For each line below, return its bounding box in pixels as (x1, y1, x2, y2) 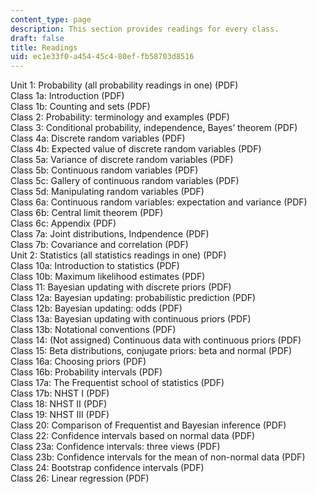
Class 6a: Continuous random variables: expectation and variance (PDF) (10, 196, 308, 208)
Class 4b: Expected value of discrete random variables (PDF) (10, 143, 262, 155)
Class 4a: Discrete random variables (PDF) (10, 132, 186, 145)
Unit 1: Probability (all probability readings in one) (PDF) (10, 79, 239, 91)
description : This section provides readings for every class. (10, 24, 280, 34)
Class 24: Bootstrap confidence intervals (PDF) (10, 462, 205, 474)
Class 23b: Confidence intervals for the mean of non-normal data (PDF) (10, 451, 306, 463)
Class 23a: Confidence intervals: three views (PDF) (10, 441, 221, 453)
